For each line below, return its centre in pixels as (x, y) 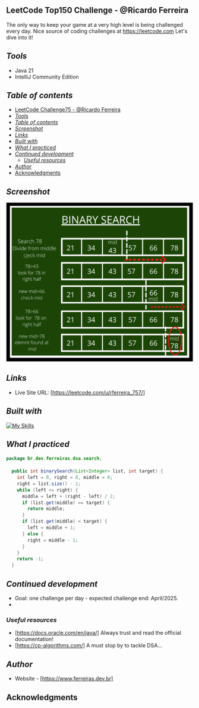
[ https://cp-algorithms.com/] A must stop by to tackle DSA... (88, 646)
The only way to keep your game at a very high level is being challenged (94, 24)
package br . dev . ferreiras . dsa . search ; (54, 459)
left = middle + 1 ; (52, 528)
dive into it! (20, 37)
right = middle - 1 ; (53, 540)
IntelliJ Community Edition (47, 77)
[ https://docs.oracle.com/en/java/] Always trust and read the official (98, 633)
